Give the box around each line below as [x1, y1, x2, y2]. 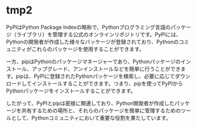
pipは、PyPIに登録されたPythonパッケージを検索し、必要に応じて [15, 73, 175, 80]
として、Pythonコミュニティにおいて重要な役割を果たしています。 [11, 114, 172, 121]
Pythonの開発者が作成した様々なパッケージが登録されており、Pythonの [6, 38, 179, 45]
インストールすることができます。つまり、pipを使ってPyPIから [31, 80, 183, 87]
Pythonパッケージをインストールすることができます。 [6, 87, 136, 94]
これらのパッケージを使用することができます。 [31, 45, 145, 53]
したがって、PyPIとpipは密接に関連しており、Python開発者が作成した [6, 99, 175, 107]
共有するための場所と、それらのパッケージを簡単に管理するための [21, 107, 181, 114]
